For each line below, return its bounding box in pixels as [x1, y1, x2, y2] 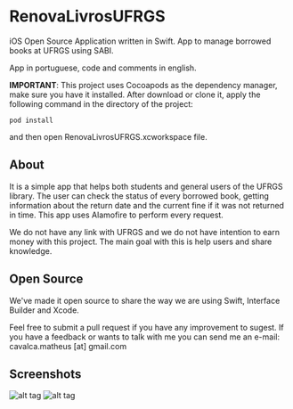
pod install [9, 116, 53, 125]
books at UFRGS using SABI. [9, 45, 114, 55]
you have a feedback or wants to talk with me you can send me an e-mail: [9, 331, 281, 342]
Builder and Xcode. [9, 305, 80, 315]
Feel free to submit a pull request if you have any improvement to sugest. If [9, 322, 285, 332]
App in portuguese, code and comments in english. [9, 62, 198, 73]
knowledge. [9, 245, 53, 256]
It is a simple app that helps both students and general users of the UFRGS [9, 181, 283, 192]
